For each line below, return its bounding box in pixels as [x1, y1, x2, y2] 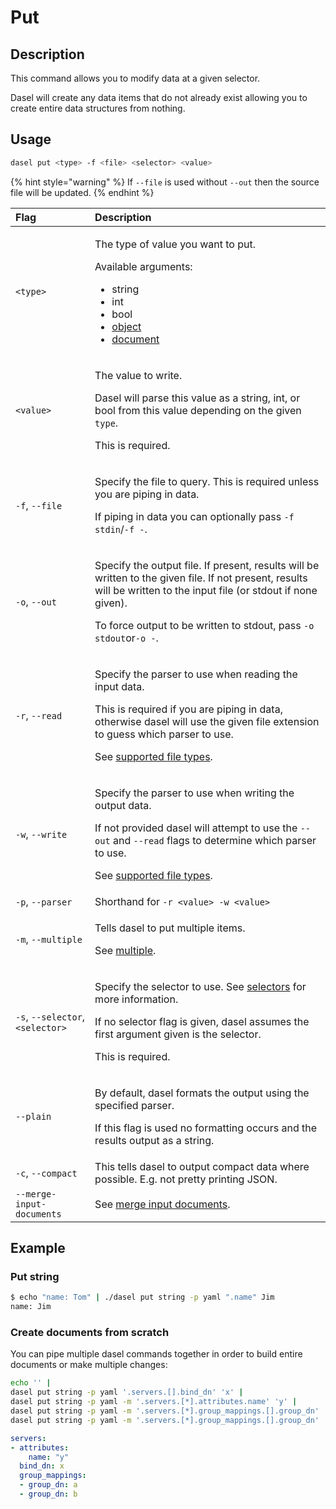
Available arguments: [94, 259, 193, 273]
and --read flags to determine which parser [112, 833, 317, 847]
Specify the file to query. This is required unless [94, 474, 320, 488]
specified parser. [94, 1098, 175, 1112]
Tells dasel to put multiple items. [94, 921, 246, 935]
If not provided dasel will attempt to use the [94, 821, 298, 835]
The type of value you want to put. [94, 237, 257, 251]
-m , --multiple [15, 932, 83, 946]
